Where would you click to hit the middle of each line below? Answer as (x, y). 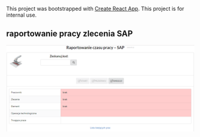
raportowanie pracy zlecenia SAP (70, 34)
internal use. (21, 15)
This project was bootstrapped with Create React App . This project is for (95, 9)
